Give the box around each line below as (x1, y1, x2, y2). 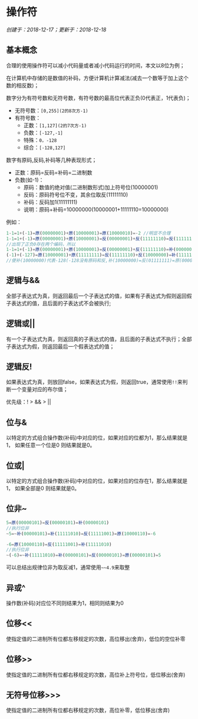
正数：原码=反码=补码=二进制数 (14, 169, 93, 176)
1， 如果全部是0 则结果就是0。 (6, 485, 80, 492)
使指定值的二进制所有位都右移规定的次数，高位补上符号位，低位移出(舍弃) (6, 671, 186, 678)
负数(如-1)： (14, 176, 44, 183)
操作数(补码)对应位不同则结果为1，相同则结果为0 (6, 599, 124, 606)
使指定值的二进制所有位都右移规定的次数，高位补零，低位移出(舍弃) (6, 707, 170, 714)
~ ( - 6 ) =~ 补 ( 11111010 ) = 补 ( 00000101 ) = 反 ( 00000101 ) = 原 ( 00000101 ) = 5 (6, 552, 161, 558)
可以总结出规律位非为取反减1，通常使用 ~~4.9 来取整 (6, 564, 130, 571)
